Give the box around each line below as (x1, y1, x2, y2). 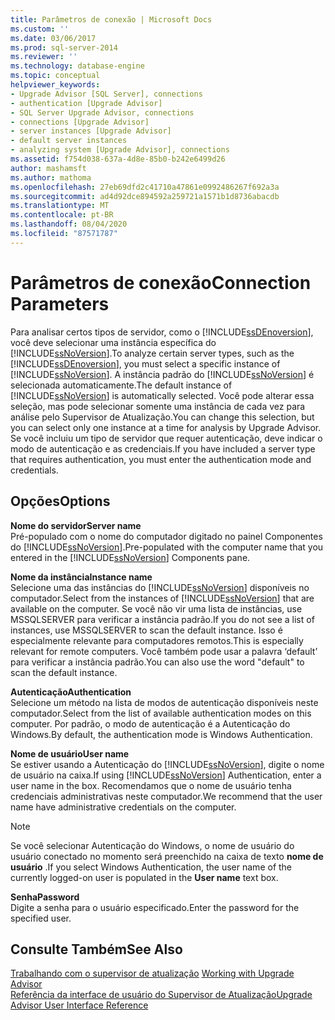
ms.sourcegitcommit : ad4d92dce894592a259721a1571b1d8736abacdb (10, 191, 280, 201)
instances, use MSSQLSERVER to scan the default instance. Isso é (10, 624, 283, 636)
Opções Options (10, 493, 111, 510)
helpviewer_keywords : (10, 80, 101, 90)
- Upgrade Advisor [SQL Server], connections (10, 89, 203, 99)
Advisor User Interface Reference (10, 999, 149, 1011)
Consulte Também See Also (10, 941, 183, 958)
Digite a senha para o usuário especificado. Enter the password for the (10, 901, 300, 913)
